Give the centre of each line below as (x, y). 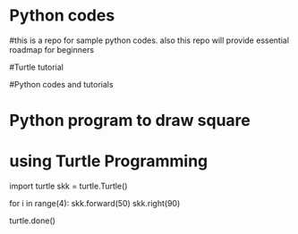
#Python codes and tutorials (61, 84)
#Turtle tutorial (37, 67)
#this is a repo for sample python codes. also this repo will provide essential (149, 40)
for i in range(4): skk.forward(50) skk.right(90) (95, 204)
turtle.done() (33, 221)
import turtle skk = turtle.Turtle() (68, 186)
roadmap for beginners (52, 49)
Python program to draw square (130, 121)
